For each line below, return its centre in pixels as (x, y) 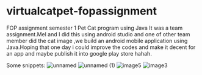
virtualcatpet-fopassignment (82, 11)
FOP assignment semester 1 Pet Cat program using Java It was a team (95, 28)
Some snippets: (26, 65)
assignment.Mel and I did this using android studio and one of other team (98, 34)
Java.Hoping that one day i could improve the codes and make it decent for (101, 47)
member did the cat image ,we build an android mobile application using (97, 41)
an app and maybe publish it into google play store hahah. (79, 53)
